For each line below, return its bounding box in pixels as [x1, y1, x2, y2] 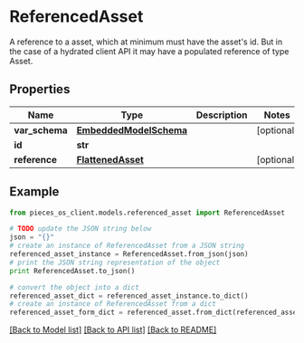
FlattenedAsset [76, 153, 145, 166]
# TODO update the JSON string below [9, 224, 152, 233]
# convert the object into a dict [9, 282, 140, 291]
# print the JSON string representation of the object [9, 258, 221, 267]
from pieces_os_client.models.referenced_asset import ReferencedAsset [9, 208, 285, 217]
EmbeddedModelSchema [76, 124, 188, 137]
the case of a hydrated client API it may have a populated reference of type [9, 45, 290, 56]
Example [9, 184, 60, 200]
